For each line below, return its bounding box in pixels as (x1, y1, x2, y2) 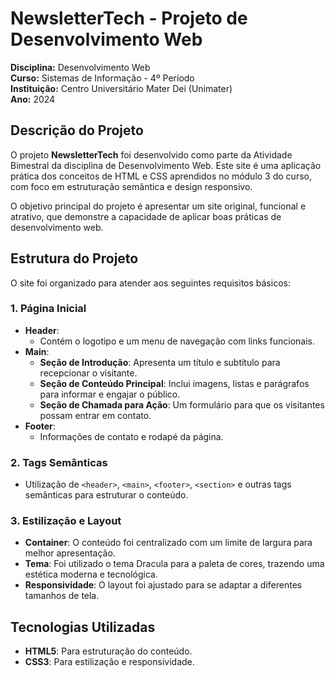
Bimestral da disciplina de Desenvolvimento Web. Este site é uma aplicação (10, 159, 322, 171)
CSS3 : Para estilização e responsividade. (24, 656, 195, 668)
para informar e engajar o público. (39, 388, 181, 400)
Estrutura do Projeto (10, 250, 139, 267)
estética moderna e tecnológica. (24, 568, 158, 581)
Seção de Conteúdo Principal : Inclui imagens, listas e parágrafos (39, 377, 310, 389)
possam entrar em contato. (39, 409, 152, 421)
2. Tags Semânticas (10, 455, 108, 469)
